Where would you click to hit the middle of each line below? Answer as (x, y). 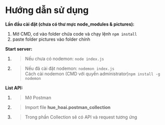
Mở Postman (38, 97)
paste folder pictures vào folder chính (51, 39)
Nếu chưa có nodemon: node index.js (64, 58)
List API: (14, 88)
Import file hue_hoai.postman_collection (68, 107)
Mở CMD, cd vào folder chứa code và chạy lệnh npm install (75, 34)
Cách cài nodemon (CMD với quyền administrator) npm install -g (93, 74)
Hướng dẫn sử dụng (47, 10)
